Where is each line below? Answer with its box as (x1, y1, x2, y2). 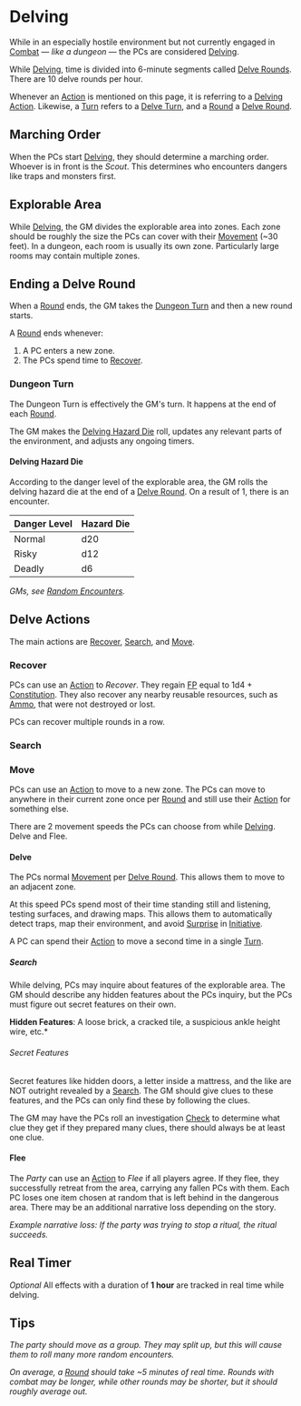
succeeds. (9, 1229, 48, 1240)
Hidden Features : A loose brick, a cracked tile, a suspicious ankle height (9, 1017, 281, 1028)
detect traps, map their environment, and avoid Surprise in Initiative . (9, 919, 263, 929)
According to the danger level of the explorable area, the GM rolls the (9, 476, 268, 487)
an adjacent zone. (9, 881, 77, 892)
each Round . (9, 407, 57, 419)
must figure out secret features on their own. (9, 999, 177, 1010)
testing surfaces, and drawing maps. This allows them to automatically (9, 909, 273, 919)
